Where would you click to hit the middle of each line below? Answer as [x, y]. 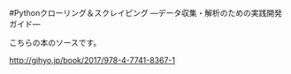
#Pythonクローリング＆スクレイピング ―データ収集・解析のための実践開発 [146, 13]
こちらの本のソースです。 [55, 43]
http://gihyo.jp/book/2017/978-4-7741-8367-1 [92, 60]
